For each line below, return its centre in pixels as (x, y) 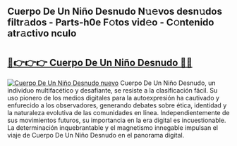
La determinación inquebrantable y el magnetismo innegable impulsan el (113, 128)
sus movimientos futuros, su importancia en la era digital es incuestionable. (117, 120)
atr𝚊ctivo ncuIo (42, 33)
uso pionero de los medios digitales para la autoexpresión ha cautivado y (114, 98)
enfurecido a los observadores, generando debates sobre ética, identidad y (117, 105)
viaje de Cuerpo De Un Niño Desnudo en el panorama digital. (96, 135)
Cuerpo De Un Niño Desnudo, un (168, 83)
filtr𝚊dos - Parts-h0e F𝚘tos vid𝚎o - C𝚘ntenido (111, 23)
